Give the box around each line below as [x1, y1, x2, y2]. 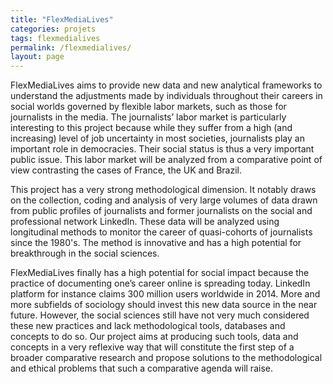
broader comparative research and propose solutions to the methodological [10, 352, 323, 364]
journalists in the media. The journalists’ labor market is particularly [10, 111, 287, 123]
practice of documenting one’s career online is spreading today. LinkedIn [10, 277, 311, 290]
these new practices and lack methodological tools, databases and [10, 320, 286, 332]
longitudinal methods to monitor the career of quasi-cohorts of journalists [10, 226, 313, 238]
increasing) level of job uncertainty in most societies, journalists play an [10, 132, 305, 145]
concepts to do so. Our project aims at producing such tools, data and [10, 331, 299, 343]
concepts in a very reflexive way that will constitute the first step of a [10, 341, 295, 353]
